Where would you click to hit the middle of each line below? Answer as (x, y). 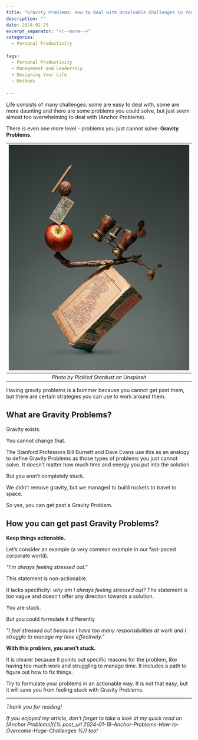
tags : (13, 56)
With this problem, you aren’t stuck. (51, 648)
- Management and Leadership (47, 68)
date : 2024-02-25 (27, 25)
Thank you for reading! (34, 706)
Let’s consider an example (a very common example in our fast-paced (91, 549)
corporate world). (27, 555)
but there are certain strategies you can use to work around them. (86, 397)
